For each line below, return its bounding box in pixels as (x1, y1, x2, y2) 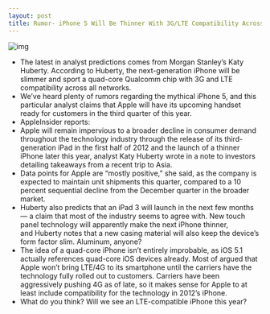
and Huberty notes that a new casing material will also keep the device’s (19, 228, 260, 238)
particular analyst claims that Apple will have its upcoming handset (19, 100, 241, 109)
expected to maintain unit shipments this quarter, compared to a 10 (19, 176, 242, 186)
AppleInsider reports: (19, 117, 91, 126)
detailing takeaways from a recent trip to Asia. (19, 159, 173, 169)
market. (19, 194, 46, 204)
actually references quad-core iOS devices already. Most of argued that (19, 254, 259, 263)
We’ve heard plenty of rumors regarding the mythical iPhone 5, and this (19, 91, 257, 101)
